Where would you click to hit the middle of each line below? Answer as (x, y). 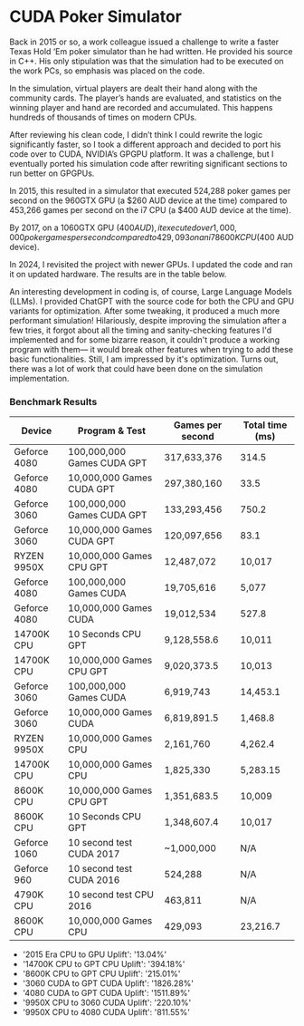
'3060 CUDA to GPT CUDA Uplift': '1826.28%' (108, 983)
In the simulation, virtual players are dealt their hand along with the (133, 88)
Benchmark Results (53, 402)
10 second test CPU (110, 895)
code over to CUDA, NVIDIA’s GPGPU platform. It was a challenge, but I (142, 154)
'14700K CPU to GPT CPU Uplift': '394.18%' (104, 964)
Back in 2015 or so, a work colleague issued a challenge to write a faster (144, 42)
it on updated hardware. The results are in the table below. (118, 274)
